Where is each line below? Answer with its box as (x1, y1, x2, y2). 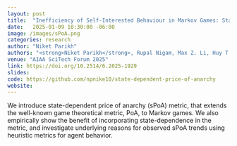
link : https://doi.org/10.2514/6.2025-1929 (7, 62, 138, 69)
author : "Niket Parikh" (7, 43, 78, 50)
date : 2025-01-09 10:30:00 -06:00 (7, 23, 115, 30)
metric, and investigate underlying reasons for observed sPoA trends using (7, 124, 226, 132)
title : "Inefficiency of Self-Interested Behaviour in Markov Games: (7, 17, 219, 24)
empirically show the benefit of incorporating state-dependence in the (7, 117, 212, 125)
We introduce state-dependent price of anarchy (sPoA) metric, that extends (7, 101, 227, 109)
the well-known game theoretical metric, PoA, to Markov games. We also (7, 109, 219, 117)
